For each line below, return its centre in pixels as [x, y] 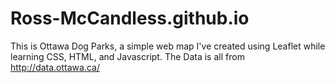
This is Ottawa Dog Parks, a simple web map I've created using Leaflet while [168, 46]
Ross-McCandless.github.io [130, 18]
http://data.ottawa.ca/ [55, 67]
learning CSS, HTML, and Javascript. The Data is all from [127, 56]
